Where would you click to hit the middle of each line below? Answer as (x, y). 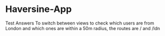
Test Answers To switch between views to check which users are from (80, 23)
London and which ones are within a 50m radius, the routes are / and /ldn (83, 28)
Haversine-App (38, 9)
